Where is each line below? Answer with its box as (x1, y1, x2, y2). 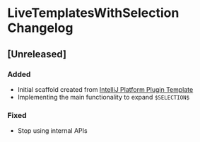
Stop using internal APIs (17, 126, 88, 135)
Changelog (7, 20, 73, 36)
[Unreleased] (7, 48, 67, 60)
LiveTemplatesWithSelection (7, 5, 180, 21)
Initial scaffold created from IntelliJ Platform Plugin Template (17, 85, 194, 93)
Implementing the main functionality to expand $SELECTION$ (17, 93, 190, 101)
